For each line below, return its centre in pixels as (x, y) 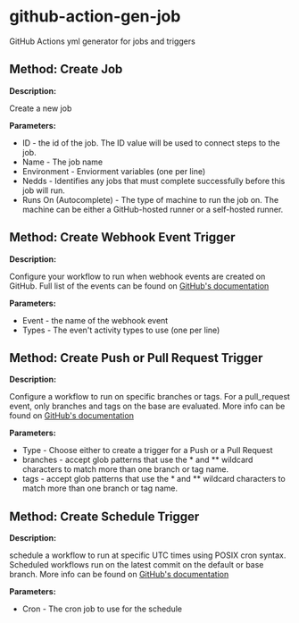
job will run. (43, 190)
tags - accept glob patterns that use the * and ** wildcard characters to (154, 479)
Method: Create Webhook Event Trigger (122, 237)
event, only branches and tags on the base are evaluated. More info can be (147, 406)
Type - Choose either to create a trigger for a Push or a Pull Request (147, 450)
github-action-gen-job (95, 17)
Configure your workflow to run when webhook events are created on (137, 276)
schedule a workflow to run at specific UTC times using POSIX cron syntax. (148, 555)
